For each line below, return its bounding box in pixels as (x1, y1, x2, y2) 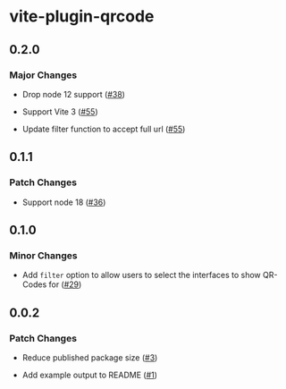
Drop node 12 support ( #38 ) (21, 89, 125, 99)
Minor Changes (9, 249, 78, 261)
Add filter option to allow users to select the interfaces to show (21, 270, 261, 281)
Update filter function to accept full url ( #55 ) (21, 123, 186, 134)
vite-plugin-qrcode (9, 6, 155, 27)
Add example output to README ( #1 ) (21, 369, 158, 380)
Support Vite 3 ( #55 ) (21, 106, 98, 117)
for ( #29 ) (48, 279, 82, 290)
